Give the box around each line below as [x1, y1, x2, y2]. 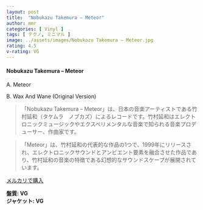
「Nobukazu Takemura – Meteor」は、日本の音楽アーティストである [21, 105, 193, 113]
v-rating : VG [6, 49, 40, 55]
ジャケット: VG [6, 197, 44, 205]
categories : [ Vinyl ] [6, 26, 64, 32]
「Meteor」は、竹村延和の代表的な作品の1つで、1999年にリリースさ [21, 141, 192, 148]
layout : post [6, 9, 40, 15]
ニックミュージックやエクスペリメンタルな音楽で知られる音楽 [26, 120, 181, 128]
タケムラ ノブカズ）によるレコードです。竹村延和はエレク [42, 113, 191, 120]
